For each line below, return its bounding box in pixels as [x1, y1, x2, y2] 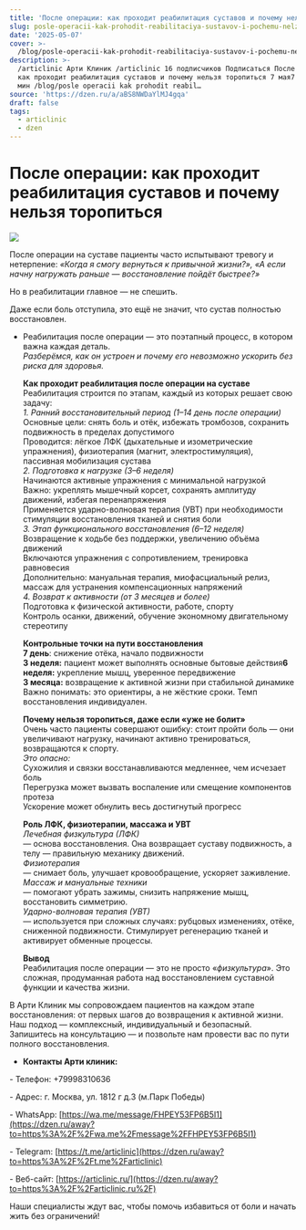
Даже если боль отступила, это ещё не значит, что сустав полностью [9, 303, 281, 315]
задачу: [22, 397, 53, 408]
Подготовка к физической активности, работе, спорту [22, 600, 234, 611]
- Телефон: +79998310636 [9, 1073, 111, 1084]
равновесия [22, 562, 70, 573]
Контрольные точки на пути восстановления [22, 638, 203, 649]
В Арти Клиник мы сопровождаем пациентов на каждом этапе [9, 999, 255, 1010]
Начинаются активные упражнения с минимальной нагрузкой [22, 474, 267, 485]
